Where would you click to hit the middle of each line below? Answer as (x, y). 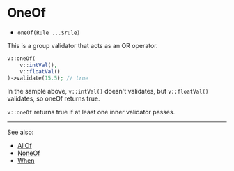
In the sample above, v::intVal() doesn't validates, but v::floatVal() (108, 91)
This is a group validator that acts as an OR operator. (83, 45)
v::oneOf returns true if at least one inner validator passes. (91, 112)
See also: (21, 132)
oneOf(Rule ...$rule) (48, 33)
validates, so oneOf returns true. (54, 98)
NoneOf (29, 153)
